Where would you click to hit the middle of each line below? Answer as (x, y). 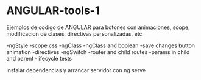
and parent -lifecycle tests (39, 58)
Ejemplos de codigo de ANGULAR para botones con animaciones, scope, (98, 27)
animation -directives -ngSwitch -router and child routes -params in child (98, 52)
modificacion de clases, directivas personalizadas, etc (74, 33)
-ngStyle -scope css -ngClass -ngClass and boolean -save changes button (101, 45)
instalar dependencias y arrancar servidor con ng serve (76, 70)
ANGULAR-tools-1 (53, 11)
